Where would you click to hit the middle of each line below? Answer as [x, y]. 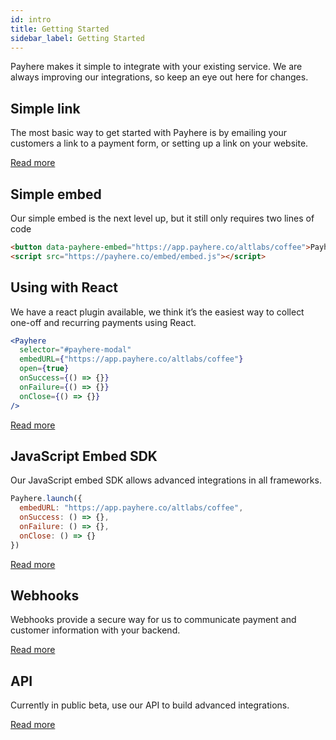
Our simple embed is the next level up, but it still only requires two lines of [162, 218]
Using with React [64, 287]
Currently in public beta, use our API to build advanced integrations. [150, 705]
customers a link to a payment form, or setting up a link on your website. [159, 143]
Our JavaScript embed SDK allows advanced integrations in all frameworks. [166, 480]
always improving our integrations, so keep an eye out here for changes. [159, 77]
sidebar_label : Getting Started [77, 38]
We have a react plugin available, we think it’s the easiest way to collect [157, 312]
